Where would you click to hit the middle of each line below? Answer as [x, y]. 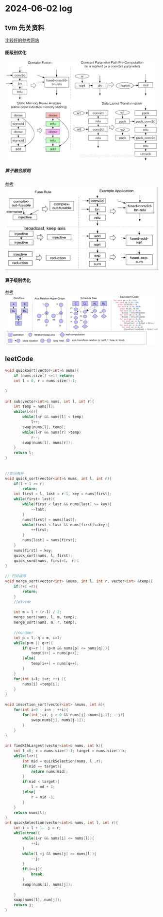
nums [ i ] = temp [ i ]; [41, 684]
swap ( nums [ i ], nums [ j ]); [48, 884]
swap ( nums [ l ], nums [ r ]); [48, 442]
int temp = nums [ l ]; [34, 407]
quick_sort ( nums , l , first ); [43, 555]
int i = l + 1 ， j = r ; [37, 828]
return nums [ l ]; [30, 812]
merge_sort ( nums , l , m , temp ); [45, 617]
